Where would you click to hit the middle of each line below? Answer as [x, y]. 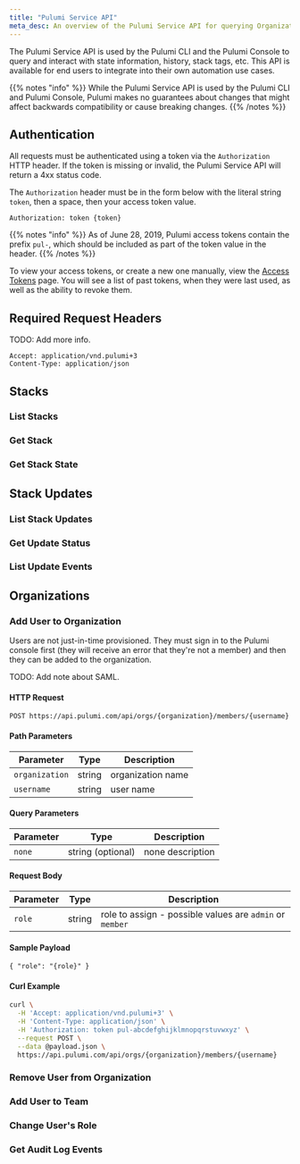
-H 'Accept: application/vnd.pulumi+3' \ [96, 1013]
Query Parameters [44, 813]
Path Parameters [41, 736]
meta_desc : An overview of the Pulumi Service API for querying [131, 26]
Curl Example [35, 986]
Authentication [52, 134]
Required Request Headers [86, 318]
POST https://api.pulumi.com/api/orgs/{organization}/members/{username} [150, 716]
